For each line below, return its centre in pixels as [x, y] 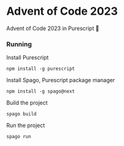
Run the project [26, 125]
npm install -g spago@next [41, 91]
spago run [19, 137]
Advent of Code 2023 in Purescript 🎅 [53, 28]
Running [19, 44]
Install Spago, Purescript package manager [60, 80]
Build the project [27, 103]
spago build [21, 114]
